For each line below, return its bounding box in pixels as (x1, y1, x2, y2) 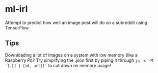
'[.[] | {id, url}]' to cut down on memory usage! (5, 62, 111, 68)
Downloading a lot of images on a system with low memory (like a (5, 52, 138, 58)
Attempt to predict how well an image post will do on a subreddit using (5, 20, 148, 25)
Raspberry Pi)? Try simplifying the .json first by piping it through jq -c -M (5, 57, 153, 63)
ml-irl (5, 3, 28, 15)
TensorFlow (5, 24, 29, 30)
